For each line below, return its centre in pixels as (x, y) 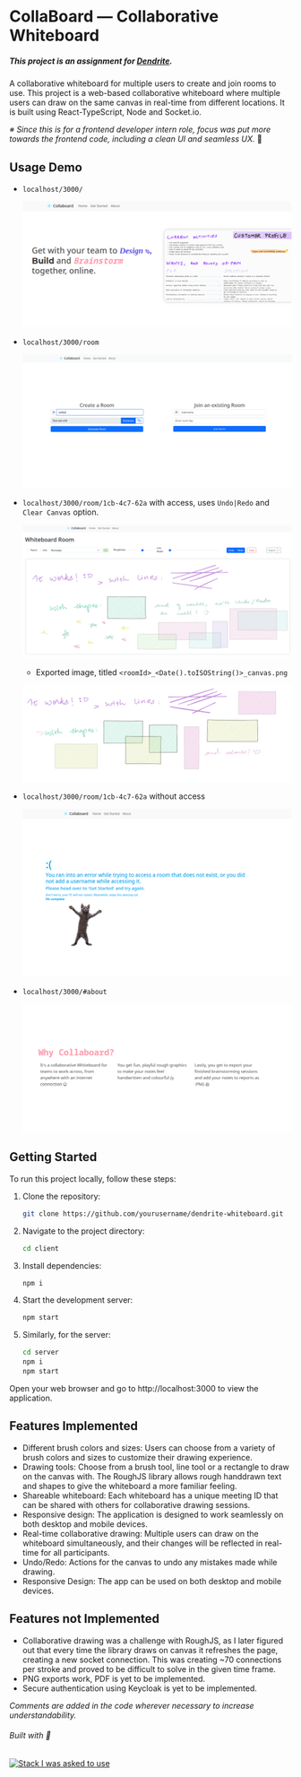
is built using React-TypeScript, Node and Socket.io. (105, 112)
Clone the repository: (61, 1196)
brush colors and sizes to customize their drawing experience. (137, 1457)
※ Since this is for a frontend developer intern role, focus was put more (140, 130)
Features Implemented (74, 1426)
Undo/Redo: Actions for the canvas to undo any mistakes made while (150, 1562)
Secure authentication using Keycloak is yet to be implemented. (140, 1688)
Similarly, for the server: (66, 1335)
